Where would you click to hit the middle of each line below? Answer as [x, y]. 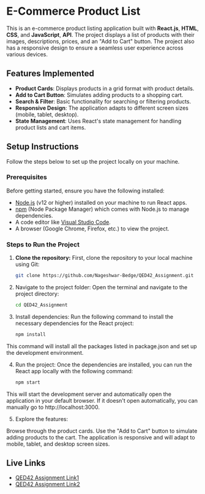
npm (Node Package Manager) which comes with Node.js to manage [102, 209]
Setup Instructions [43, 147]
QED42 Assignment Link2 [48, 484]
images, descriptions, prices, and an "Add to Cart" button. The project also [100, 41]
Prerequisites [27, 177]
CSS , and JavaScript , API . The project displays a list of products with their [100, 34]
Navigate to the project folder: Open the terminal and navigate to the [101, 287]
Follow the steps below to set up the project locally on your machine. [93, 161]
